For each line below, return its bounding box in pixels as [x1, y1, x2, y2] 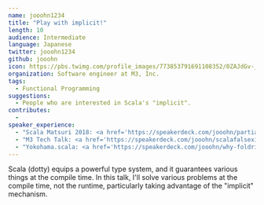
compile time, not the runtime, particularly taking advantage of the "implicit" [8, 181, 254, 191]
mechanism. [8, 189, 48, 199]
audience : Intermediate [8, 33, 86, 42]
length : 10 [8, 26, 44, 34]
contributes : [8, 107, 51, 115]
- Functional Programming [15, 84, 101, 93]
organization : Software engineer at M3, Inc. [8, 70, 159, 78]
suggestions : [8, 92, 51, 100]
